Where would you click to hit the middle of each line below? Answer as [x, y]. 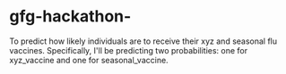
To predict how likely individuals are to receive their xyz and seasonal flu [143, 41]
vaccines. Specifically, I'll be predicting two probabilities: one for [129, 50]
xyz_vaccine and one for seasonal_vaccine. [89, 60]
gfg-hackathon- [70, 16]
